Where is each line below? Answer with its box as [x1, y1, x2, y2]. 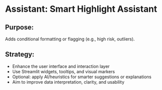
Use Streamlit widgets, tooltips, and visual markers [12, 68, 115, 74]
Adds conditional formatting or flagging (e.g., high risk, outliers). [5, 36, 135, 42]
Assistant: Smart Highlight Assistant [5, 3, 157, 15]
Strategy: [5, 50, 34, 59]
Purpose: [5, 23, 34, 31]
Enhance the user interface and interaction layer [12, 63, 110, 69]
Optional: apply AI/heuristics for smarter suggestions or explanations [12, 74, 152, 80]
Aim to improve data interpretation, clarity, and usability [12, 79, 125, 85]
